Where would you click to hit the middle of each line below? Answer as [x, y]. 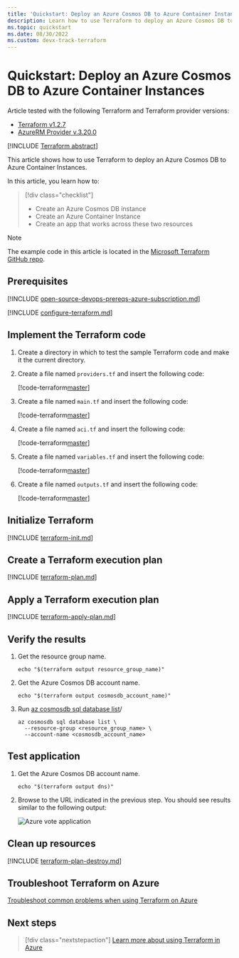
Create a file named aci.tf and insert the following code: [101, 429]
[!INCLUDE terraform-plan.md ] [52, 577]
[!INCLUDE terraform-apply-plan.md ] [62, 617]
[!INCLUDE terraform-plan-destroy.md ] [65, 861]
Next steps [32, 923]
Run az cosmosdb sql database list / [70, 709]
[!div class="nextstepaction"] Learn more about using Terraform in [122, 940]
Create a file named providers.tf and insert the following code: [111, 373]
